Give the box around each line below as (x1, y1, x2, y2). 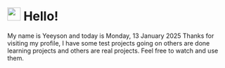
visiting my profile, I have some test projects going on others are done (7, 39, 210, 47)
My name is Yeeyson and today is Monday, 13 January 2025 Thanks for (7, 32, 214, 40)
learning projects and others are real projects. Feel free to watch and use (7, 46, 219, 55)
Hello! (23, 8, 59, 25)
